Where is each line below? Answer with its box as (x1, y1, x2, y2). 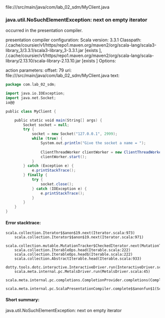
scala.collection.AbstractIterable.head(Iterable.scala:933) (14, 256, 141, 262)
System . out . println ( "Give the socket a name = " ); (40, 141, 146, 146)
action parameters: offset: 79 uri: (5, 67, 72, 73)
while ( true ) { (31, 136, 63, 141)
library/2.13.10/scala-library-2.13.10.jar (5, 58, 81, 64)
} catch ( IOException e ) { (31, 186, 87, 191)
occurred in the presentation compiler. (5, 27, 83, 33)
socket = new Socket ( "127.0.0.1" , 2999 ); (31, 132, 118, 136)
